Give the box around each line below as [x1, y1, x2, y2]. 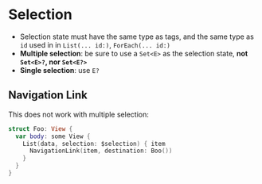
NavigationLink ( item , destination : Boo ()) [29, 147, 173, 155]
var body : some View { [15, 132, 91, 140]
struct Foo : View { [8, 125, 73, 132]
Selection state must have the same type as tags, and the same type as [19, 32, 255, 41]
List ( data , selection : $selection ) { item [22, 140, 166, 148]
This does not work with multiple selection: [8, 109, 149, 119]
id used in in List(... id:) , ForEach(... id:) [19, 40, 171, 49]
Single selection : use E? [19, 65, 100, 75]
